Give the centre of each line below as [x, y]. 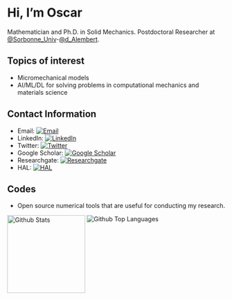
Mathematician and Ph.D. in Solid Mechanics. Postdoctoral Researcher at [111, 32]
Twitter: [28, 145]
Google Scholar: [40, 153]
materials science [42, 92]
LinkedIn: [30, 138]
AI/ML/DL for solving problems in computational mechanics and [108, 85]
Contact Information [52, 114]
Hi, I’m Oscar [45, 13]
